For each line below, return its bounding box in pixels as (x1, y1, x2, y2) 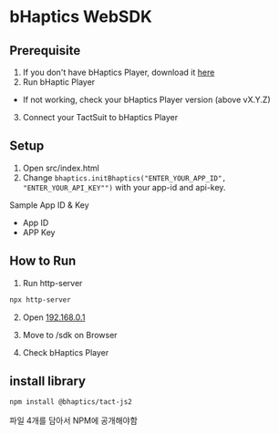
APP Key (22, 226, 56, 238)
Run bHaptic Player (22, 77, 96, 88)
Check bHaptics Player (22, 346, 109, 357)
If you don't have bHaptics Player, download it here (22, 67, 215, 77)
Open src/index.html (22, 162, 100, 173)
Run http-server (22, 277, 83, 288)
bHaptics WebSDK (9, 6, 152, 27)
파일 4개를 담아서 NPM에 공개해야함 (9, 415, 139, 426)
